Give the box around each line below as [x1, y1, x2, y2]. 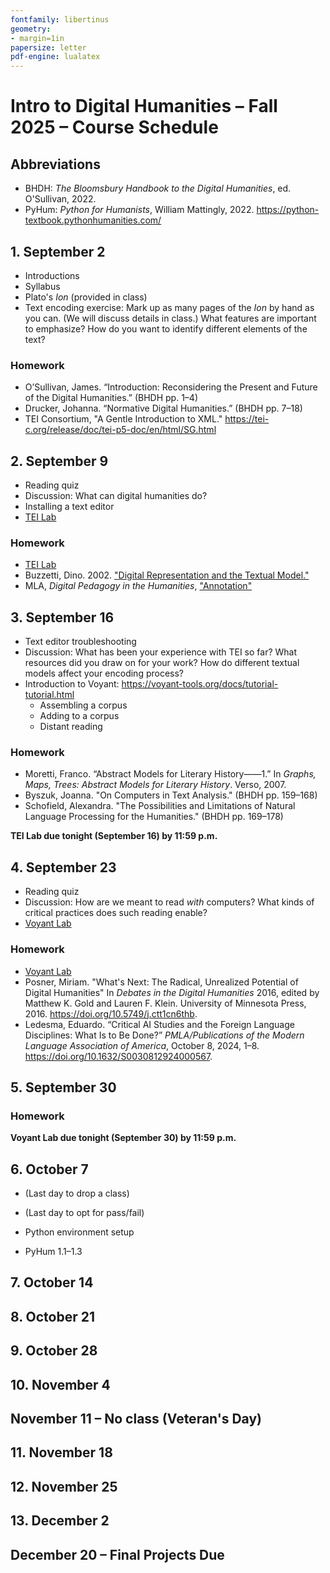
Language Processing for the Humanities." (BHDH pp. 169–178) [24, 811, 284, 823]
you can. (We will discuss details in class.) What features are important [24, 312, 317, 324]
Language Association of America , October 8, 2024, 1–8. [24, 1039, 260, 1051]
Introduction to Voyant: [24, 678, 120, 690]
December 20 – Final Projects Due [10, 1546, 225, 1563]
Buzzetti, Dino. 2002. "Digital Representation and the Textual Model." [24, 569, 310, 581]
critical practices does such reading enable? [24, 907, 208, 919]
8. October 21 [10, 1308, 96, 1325]
